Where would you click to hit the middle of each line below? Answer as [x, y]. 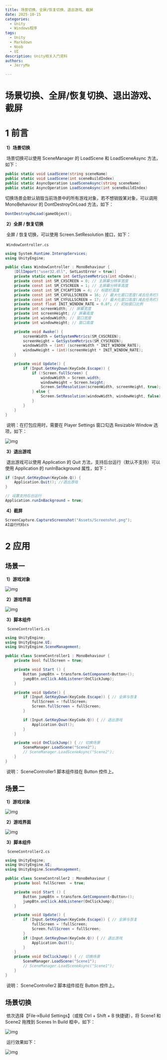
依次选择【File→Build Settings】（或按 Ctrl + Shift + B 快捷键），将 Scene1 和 [83, 1015]
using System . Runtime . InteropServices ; [46, 254]
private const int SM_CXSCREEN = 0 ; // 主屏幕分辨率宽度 [71, 281]
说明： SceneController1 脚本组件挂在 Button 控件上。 [61, 771]
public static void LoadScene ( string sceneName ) [56, 174]
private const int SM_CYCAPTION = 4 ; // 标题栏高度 [67, 290]
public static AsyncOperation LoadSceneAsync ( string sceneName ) [73, 183]
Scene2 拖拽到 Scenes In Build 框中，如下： [50, 1022]
